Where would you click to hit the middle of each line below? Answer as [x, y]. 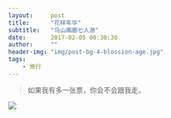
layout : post [37, 15]
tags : [17, 60]
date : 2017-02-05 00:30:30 [63, 37]
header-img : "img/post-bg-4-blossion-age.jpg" [86, 52]
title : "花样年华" [45, 23]
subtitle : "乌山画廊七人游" [54, 30]
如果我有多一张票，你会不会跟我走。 [86, 90]
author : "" [33, 45]
